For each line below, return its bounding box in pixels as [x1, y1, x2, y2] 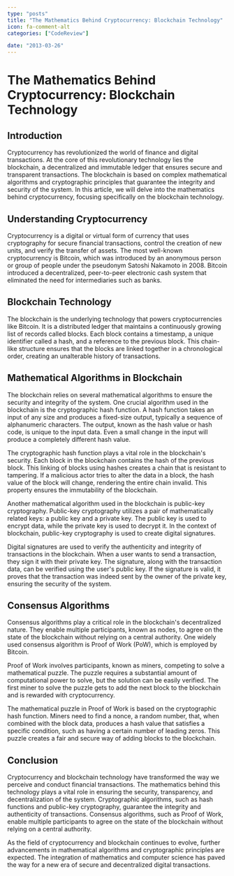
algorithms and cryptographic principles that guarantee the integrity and [7, 178, 215, 186]
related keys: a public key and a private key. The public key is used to [7, 514, 207, 522]
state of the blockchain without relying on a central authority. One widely [7, 633, 217, 641]
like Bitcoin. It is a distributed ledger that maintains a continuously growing [7, 322, 221, 330]
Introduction [7, 130, 63, 142]
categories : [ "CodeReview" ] [7, 29, 89, 37]
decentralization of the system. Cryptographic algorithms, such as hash [7, 795, 214, 803]
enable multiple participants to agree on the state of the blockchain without [7, 817, 224, 826]
